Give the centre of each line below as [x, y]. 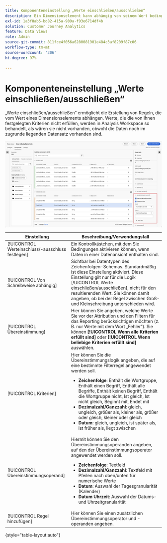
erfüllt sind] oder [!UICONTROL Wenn [111, 337]
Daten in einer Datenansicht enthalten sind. [115, 254]
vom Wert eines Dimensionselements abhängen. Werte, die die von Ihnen [80, 118]
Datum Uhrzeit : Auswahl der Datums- [117, 497]
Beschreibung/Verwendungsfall [115, 236]
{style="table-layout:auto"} [33, 535]
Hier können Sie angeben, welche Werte [112, 311]
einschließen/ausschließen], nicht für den [114, 288]
